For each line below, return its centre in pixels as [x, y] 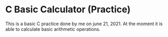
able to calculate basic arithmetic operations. [53, 29]
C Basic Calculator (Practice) [68, 10]
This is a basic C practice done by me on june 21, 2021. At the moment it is [84, 24]
